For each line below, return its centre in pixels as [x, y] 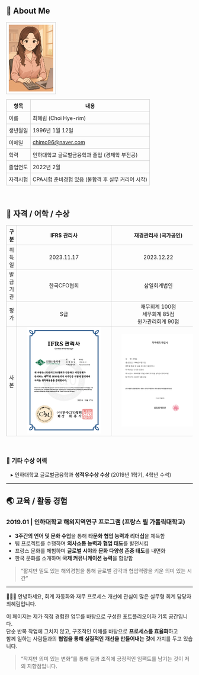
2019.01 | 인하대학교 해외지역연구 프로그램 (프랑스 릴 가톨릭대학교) [96, 522]
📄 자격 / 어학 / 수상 [38, 213]
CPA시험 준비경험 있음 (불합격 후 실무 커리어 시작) [90, 179]
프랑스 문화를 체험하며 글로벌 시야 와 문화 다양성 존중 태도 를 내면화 [90, 551]
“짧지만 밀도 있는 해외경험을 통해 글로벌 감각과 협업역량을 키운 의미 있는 [103, 571]
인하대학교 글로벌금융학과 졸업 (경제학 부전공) [85, 154]
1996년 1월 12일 [53, 130]
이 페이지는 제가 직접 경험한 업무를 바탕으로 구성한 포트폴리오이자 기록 [87, 617]
